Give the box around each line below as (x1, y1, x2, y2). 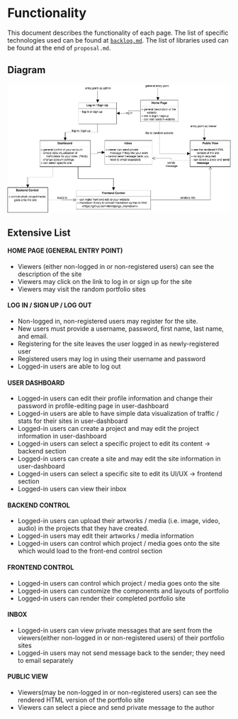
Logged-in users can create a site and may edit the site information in (17, 454, 221, 463)
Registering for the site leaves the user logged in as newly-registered (17, 339, 220, 348)
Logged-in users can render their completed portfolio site (17, 594, 186, 603)
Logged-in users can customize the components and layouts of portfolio (17, 586, 229, 595)
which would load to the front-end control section (17, 547, 163, 555)
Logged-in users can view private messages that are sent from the (17, 626, 212, 635)
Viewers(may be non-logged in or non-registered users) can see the (17, 688, 217, 696)
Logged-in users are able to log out (17, 362, 121, 371)
